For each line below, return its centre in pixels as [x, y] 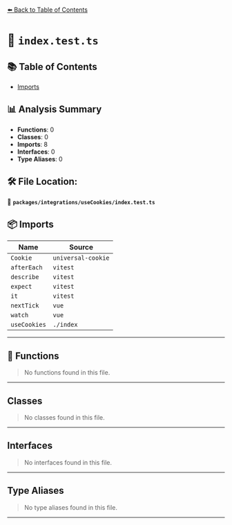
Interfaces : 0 [36, 152]
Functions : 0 [36, 130]
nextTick [25, 306]
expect [21, 287]
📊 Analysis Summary [55, 109]
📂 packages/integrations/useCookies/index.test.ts [81, 202]
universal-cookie [81, 258]
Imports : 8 [32, 144]
